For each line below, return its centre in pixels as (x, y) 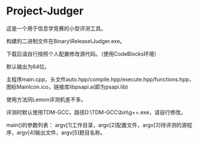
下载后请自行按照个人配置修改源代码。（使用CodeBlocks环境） (83, 54)
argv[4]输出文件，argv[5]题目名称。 (61, 132)
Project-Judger (45, 11)
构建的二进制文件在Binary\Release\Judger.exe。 (66, 41)
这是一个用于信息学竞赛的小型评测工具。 (56, 28)
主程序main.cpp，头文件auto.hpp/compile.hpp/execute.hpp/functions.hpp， (100, 79)
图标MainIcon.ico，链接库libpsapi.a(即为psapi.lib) (67, 87)
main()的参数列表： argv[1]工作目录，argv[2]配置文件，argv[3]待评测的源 (97, 125)
